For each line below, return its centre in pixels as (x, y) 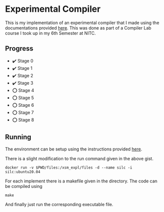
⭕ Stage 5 (23, 97)
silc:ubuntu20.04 (23, 172)
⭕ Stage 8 (23, 120)
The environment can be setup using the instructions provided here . (74, 149)
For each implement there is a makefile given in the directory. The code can (81, 181)
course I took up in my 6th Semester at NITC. (51, 33)
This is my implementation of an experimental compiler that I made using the (82, 23)
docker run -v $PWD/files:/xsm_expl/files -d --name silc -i (69, 167)
